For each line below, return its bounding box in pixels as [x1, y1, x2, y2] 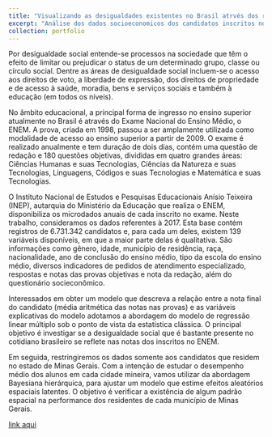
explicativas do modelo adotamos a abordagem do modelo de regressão [8, 311, 250, 320]
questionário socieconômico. [8, 278, 105, 288]
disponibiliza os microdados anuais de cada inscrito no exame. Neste [8, 210, 240, 219]
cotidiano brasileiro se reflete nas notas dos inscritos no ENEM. [8, 337, 220, 346]
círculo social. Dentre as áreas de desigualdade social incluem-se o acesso [8, 66, 260, 76]
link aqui [8, 420, 36, 430]
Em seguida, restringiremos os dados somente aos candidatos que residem [8, 353, 261, 363]
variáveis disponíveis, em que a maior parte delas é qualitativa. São [8, 235, 233, 245]
